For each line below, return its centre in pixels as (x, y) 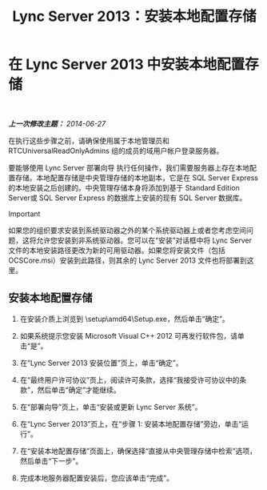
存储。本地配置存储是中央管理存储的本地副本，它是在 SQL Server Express (136, 178)
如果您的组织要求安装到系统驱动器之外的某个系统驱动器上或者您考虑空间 (127, 230)
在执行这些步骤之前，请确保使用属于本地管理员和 (89, 140)
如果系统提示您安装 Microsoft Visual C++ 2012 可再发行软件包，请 (129, 335)
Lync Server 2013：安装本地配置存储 (134, 16)
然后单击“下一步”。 (51, 460)
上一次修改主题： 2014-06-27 (57, 123)
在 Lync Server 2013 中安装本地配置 (127, 64)
